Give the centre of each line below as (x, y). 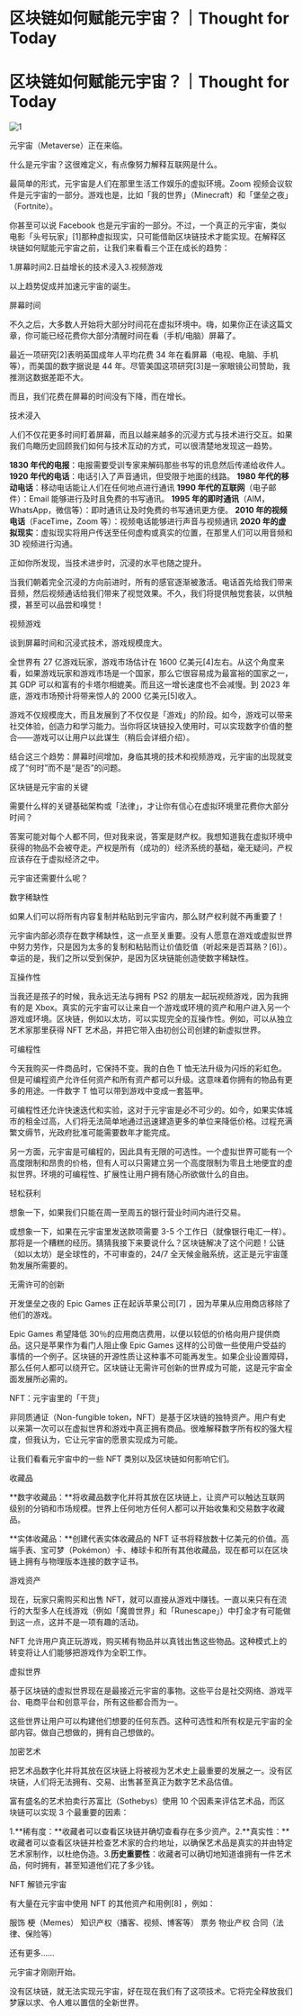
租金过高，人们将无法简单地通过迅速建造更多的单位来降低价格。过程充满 (159, 1121)
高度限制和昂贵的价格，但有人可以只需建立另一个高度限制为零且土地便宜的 (147, 1163)
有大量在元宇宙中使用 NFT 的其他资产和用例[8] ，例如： (112, 1903)
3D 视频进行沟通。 (44, 544)
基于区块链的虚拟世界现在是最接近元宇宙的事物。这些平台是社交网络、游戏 (147, 1691)
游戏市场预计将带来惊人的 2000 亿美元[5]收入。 (113, 696)
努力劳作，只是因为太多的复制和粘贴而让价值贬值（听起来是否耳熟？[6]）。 (154, 947)
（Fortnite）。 (34, 206)
